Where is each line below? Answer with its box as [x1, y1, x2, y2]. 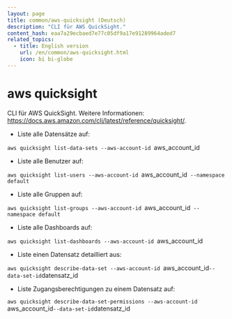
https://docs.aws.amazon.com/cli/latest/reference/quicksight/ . [7, 116, 187, 124]
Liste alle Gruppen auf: [17, 190, 83, 198]
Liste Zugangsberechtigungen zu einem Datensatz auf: [17, 284, 176, 293]
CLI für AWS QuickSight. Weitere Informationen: [7, 109, 145, 117]
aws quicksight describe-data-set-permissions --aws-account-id [7, 298, 198, 305]
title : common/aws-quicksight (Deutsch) [7, 17, 127, 24]
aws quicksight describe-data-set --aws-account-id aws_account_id [7, 263, 210, 272]
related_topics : [7, 36, 54, 43]
